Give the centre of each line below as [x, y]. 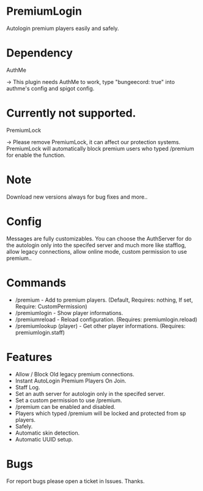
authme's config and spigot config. [50, 88]
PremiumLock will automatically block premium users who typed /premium [100, 148]
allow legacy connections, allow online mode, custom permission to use [97, 251]
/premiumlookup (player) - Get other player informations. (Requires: [100, 325]
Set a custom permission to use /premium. [68, 400]
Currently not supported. [71, 113]
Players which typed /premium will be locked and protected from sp [101, 413]
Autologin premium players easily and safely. [63, 28]
